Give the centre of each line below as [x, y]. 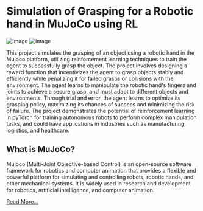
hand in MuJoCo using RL [72, 24]
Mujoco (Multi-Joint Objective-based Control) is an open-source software [99, 164]
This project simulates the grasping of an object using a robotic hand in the [101, 52]
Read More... [22, 201]
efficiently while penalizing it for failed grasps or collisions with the [90, 78]
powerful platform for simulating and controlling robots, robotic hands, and [100, 177]
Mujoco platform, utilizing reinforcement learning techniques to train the [97, 59]
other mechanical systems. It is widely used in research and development [98, 183]
